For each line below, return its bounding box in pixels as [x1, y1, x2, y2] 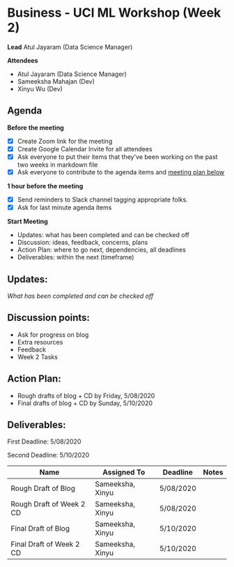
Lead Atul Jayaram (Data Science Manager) [7, 43, 133, 51]
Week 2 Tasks [17, 352, 58, 361]
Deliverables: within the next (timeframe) [17, 253, 134, 262]
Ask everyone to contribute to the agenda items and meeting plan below [17, 167, 225, 176]
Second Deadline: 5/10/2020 [7, 451, 90, 460]
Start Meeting [7, 218, 49, 226]
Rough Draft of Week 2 [10, 499, 86, 509]
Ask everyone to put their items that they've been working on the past [17, 152, 218, 161]
